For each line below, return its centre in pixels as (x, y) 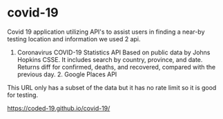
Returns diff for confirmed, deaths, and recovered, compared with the (116, 67)
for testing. (23, 95)
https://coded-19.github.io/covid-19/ (59, 108)
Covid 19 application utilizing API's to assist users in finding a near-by (106, 32)
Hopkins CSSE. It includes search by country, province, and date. (110, 59)
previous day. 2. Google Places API (67, 74)
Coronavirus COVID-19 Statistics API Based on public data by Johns (114, 52)
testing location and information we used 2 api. (74, 39)
